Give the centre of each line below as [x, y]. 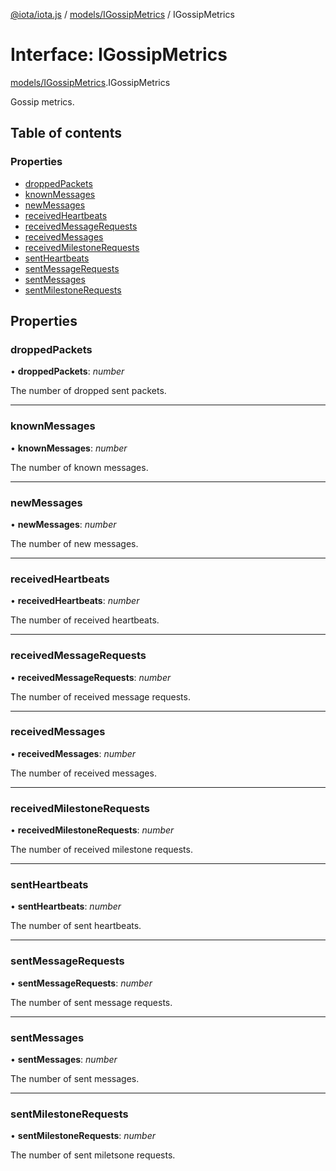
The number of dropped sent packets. [88, 391]
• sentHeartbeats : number [66, 906]
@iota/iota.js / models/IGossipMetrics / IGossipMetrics [122, 14]
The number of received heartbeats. [85, 620]
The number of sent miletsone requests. [93, 1155]
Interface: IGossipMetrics [119, 55]
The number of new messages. [74, 543]
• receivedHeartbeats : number [75, 601]
